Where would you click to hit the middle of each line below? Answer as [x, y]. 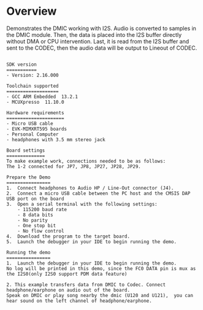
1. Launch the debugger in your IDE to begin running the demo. [91, 263]
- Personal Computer [33, 134]
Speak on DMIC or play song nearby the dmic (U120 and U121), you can [100, 295]
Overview [32, 11]
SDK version [21, 64]
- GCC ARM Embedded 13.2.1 [42, 96]
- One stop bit [37, 225]
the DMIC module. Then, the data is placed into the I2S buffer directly [94, 34]
